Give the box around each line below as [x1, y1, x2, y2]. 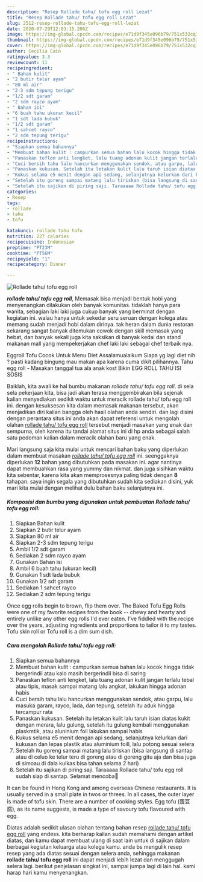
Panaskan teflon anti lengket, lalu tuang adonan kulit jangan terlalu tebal [15, 676, 195, 684]
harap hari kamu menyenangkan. [7, 869, 89, 877]
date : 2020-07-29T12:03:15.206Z [7, 25, 88, 32]
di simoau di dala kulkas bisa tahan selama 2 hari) [15, 760, 139, 767]
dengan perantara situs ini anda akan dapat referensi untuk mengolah [7, 415, 180, 422]
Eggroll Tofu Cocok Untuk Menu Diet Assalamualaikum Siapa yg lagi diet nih [7, 352, 196, 359]
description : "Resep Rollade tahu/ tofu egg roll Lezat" [7, 8, 153, 15]
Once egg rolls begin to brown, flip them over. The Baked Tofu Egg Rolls [7, 602, 186, 609]
